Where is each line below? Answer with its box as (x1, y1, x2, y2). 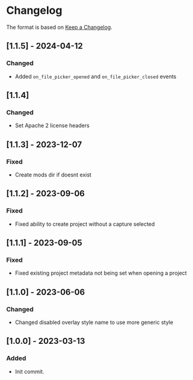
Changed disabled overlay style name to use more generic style (14, 319, 173, 326)
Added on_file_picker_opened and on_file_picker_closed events (14, 73, 177, 80)
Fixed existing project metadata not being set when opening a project (14, 269, 188, 277)
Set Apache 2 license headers (14, 122, 90, 129)
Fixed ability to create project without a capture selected (14, 220, 155, 228)
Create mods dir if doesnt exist (14, 171, 92, 178)
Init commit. (14, 368, 44, 375)
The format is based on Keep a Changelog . (6, 23, 112, 31)
